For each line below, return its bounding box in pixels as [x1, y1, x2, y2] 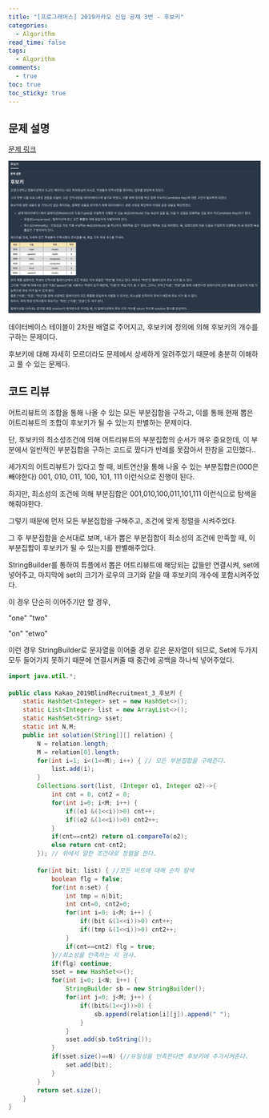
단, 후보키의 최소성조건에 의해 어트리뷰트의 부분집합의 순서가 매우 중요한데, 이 [8, 434, 250, 444]
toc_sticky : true [8, 89, 66, 97]
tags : [8, 46, 26, 55]
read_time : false [8, 38, 66, 46]
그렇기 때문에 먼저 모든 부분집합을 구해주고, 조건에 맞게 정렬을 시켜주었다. [8, 515, 237, 525]
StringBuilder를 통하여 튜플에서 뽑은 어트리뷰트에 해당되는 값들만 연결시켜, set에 [8, 559, 260, 569]
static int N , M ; [22, 723, 78, 731]
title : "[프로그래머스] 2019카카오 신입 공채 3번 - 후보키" [8, 13, 184, 21]
